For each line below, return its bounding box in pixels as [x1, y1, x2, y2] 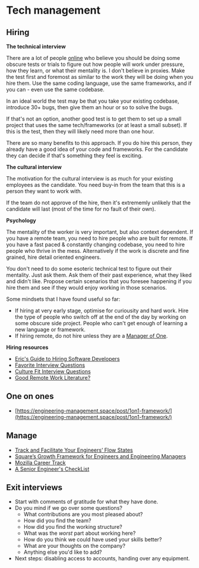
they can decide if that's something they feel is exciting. [6, 152, 143, 159]
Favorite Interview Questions [14, 361, 85, 369]
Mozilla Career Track [14, 459, 67, 466]
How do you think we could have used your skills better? [23, 536, 162, 543]
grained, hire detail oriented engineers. [6, 253, 102, 261]
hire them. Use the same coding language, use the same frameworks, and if [6, 80, 192, 87]
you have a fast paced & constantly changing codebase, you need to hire [6, 241, 185, 248]
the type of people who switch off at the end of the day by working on [14, 313, 187, 321]
